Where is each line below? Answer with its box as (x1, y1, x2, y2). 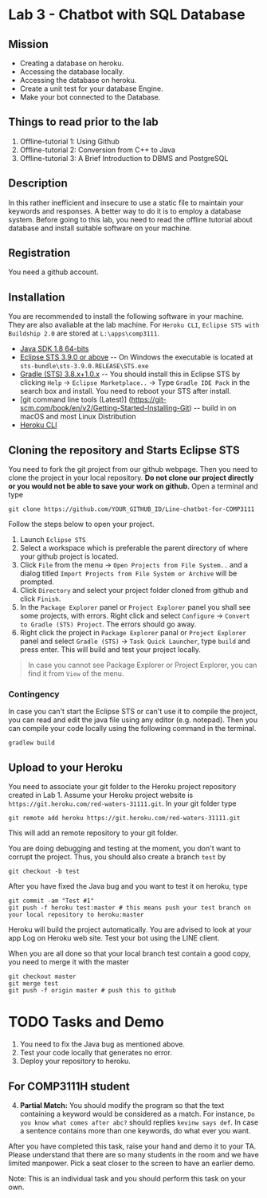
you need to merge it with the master (8, 957, 130, 967)
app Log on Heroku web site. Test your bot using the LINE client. (8, 933, 220, 943)
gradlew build (8, 739, 56, 747)
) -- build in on (189, 403, 237, 413)
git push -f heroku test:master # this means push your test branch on (8, 904, 251, 912)
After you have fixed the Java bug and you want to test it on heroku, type (8, 882, 249, 891)
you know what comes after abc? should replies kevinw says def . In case (19, 1117, 259, 1127)
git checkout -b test (8, 867, 80, 876)
